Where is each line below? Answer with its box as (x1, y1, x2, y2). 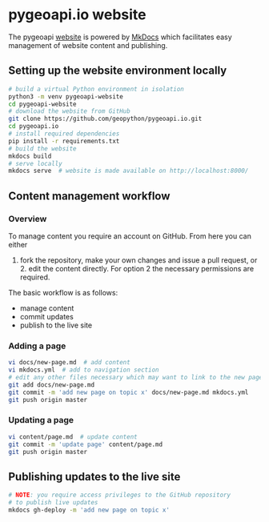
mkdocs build (8, 152, 52, 160)
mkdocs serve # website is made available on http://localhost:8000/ (8, 167, 249, 175)
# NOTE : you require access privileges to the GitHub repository (8, 491, 231, 500)
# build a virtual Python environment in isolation (8, 85, 184, 93)
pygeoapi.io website (8, 6, 147, 24)
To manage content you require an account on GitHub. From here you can (8, 231, 252, 241)
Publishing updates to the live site (8, 470, 181, 484)
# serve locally (8, 159, 62, 167)
